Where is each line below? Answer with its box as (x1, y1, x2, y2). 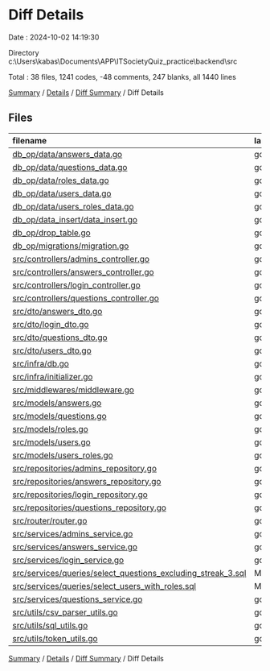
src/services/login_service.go (12, 554, 125, 565)
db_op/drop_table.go (12, 227, 91, 238)
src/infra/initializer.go (12, 371, 93, 382)
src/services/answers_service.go (12, 541, 138, 553)
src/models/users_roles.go (12, 449, 114, 461)
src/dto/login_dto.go (12, 318, 89, 329)
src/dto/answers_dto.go (12, 305, 103, 317)
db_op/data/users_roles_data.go (12, 201, 134, 212)
